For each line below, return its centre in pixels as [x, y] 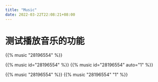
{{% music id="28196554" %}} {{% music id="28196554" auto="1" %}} [79, 65]
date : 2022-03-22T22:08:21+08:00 [40, 15]
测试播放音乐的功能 [45, 41]
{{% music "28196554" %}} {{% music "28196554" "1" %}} [67, 75]
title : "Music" [21, 10]
